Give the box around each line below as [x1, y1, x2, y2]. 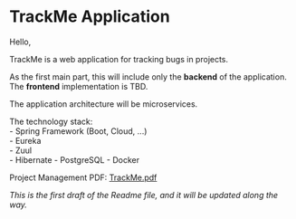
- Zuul [9, 145, 33, 156]
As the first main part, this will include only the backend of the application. [9, 71, 287, 82]
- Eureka [9, 135, 42, 146]
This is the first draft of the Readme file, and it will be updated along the [9, 189, 279, 200]
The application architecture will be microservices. [9, 98, 198, 109]
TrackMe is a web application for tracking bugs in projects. [9, 53, 229, 64]
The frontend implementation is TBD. [9, 81, 148, 91]
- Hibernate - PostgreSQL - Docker [9, 154, 140, 165]
